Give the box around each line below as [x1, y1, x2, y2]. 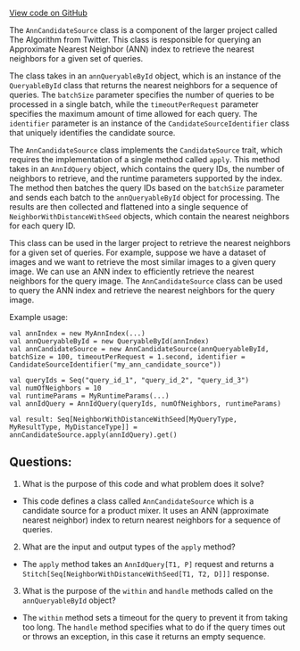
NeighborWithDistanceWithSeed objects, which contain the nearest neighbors [9, 211, 290, 221]
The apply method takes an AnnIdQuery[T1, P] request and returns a [21, 558, 275, 569]
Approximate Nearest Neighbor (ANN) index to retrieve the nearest [9, 44, 254, 54]
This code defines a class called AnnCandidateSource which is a [21, 495, 254, 507]
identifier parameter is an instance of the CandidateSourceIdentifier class [9, 118, 290, 128]
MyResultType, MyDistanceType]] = [9, 423, 138, 432]
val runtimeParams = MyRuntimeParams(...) [9, 391, 170, 400]
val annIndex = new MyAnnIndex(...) [9, 329, 146, 338]
